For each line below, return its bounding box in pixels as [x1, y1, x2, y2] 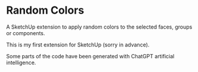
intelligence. [6, 59, 36, 66]
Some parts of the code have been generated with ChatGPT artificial [6, 52, 175, 60]
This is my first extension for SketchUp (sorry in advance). [6, 41, 150, 48]
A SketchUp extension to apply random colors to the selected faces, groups [6, 23, 193, 30]
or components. [6, 29, 45, 36]
